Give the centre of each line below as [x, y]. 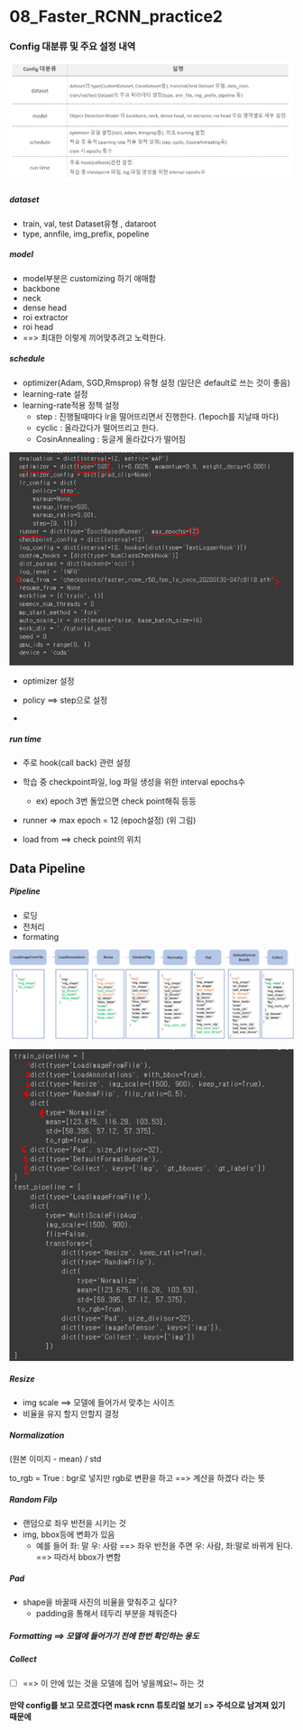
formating [41, 936]
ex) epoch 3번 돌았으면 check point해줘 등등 [116, 801]
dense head [45, 308]
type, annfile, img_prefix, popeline [86, 234]
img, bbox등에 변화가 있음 [69, 1534]
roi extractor [46, 317]
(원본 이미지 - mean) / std [55, 1459]
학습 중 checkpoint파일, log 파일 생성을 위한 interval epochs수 [134, 782]
